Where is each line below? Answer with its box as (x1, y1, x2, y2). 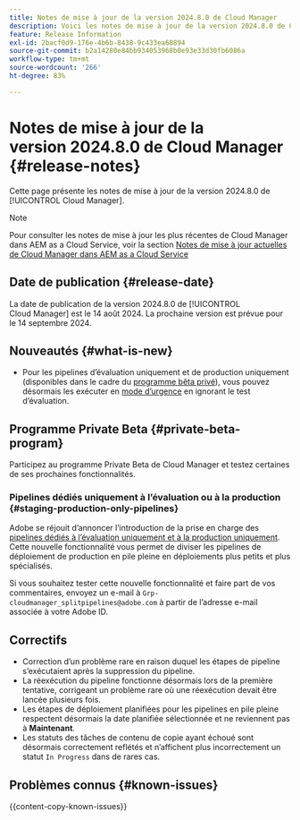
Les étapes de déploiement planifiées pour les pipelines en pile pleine (21, 704, 279, 714)
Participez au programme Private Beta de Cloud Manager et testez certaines (9, 459, 290, 470)
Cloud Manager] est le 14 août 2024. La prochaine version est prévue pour (9, 308, 284, 319)
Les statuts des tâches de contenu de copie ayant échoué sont (21, 732, 254, 743)
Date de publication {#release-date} (9, 275, 214, 290)
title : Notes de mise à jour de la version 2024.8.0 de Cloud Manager (9, 13, 278, 22)
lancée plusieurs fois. (21, 695, 101, 705)
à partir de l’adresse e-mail (159, 597, 258, 608)
